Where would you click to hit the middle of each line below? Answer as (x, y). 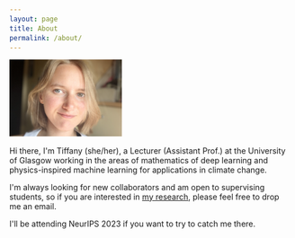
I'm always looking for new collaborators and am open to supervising (137, 187)
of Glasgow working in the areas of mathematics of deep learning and (139, 160)
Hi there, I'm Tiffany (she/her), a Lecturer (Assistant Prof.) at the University (147, 150)
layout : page (34, 19)
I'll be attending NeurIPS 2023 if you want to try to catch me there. (133, 224)
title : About (34, 28)
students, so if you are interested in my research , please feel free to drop (144, 197)
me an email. (33, 206)
